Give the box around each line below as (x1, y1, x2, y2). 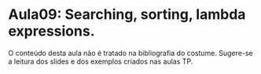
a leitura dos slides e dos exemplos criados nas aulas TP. (8, 57, 193, 66)
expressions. (8, 22, 95, 40)
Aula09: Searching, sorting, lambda (8, 6, 246, 24)
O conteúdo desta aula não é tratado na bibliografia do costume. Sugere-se (8, 48, 253, 57)
